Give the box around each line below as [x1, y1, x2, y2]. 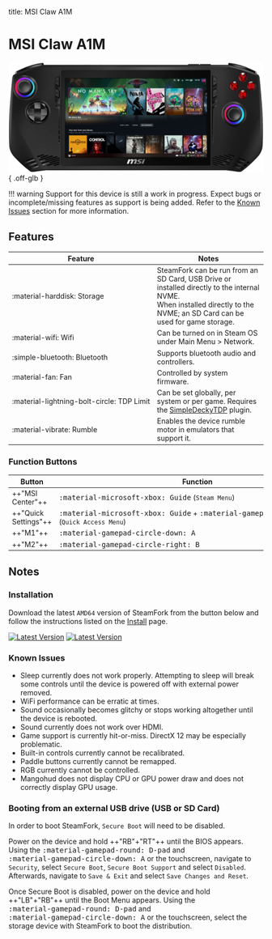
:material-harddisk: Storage [11, 291, 104, 301]
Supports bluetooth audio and [156, 348, 257, 358]
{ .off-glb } [8, 173, 44, 183]
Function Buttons [8, 456, 78, 467]
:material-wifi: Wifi [11, 332, 74, 342]
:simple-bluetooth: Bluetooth [11, 352, 108, 363]
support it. [156, 433, 192, 444]
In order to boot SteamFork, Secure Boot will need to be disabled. [8, 821, 225, 831]
